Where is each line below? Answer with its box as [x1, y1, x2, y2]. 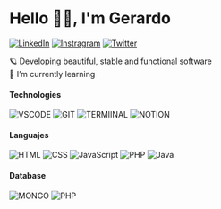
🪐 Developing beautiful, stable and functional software [9, 56, 212, 66]
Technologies [9, 89, 62, 100]
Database [9, 170, 47, 180]
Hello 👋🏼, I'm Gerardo [9, 8, 172, 29]
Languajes [9, 129, 49, 140]
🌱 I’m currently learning [9, 68, 96, 79]
